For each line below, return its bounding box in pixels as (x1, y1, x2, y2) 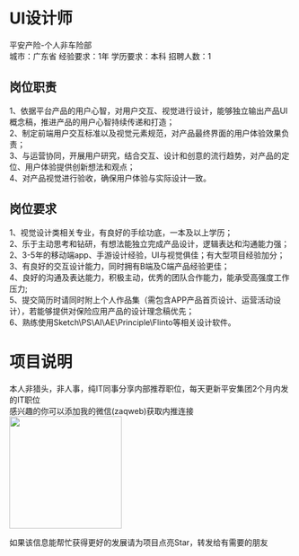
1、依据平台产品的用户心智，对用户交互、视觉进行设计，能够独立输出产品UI (9, 105, 288, 116)
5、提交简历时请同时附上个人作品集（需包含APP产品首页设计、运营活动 (9, 294, 274, 305)
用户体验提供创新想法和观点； (24, 161, 136, 172)
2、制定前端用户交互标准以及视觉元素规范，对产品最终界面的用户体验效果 (9, 128, 282, 138)
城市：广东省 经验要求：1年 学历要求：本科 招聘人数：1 (9, 50, 212, 61)
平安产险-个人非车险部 (9, 40, 92, 50)
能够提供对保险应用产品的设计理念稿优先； (36, 305, 195, 316)
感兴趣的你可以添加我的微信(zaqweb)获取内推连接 (9, 405, 195, 416)
